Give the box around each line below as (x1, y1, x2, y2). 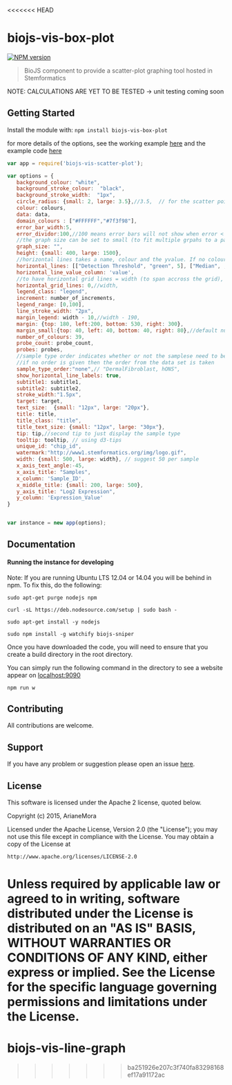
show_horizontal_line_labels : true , (16, 372, 122, 379)
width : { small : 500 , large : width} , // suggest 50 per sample (16, 456, 199, 463)
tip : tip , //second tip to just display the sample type (16, 430, 181, 437)
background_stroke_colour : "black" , (16, 185, 126, 193)
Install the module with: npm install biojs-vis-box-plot (7, 125, 168, 134)
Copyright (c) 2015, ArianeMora (7, 812, 97, 820)
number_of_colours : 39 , (16, 333, 85, 340)
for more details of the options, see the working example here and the (7, 139, 206, 148)
